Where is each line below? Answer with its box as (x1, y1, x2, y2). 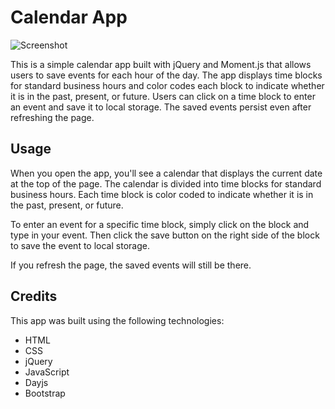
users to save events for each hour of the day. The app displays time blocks (10, 69, 323, 81)
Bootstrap (24, 387, 66, 399)
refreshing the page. (10, 111, 95, 123)
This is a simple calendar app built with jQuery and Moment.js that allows (10, 58, 312, 70)
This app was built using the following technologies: (10, 314, 225, 326)
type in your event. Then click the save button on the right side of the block (10, 229, 320, 241)
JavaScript (24, 366, 70, 378)
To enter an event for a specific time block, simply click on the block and (10, 218, 310, 230)
